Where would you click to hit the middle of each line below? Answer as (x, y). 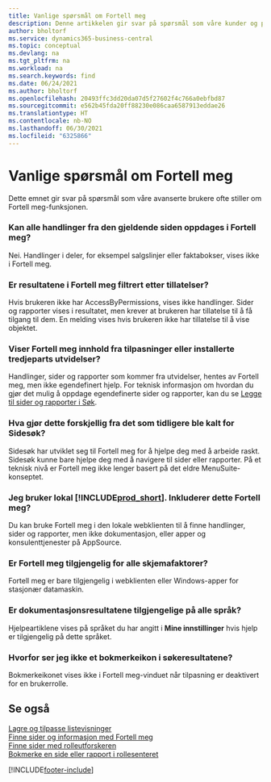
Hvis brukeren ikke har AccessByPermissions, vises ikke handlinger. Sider (131, 303)
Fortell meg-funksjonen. (48, 207)
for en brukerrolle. (38, 684)
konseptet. (26, 476)
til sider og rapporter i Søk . (53, 402)
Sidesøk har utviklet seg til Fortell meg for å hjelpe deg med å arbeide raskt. (134, 451)
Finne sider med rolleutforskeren (63, 745)
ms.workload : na (35, 69)
